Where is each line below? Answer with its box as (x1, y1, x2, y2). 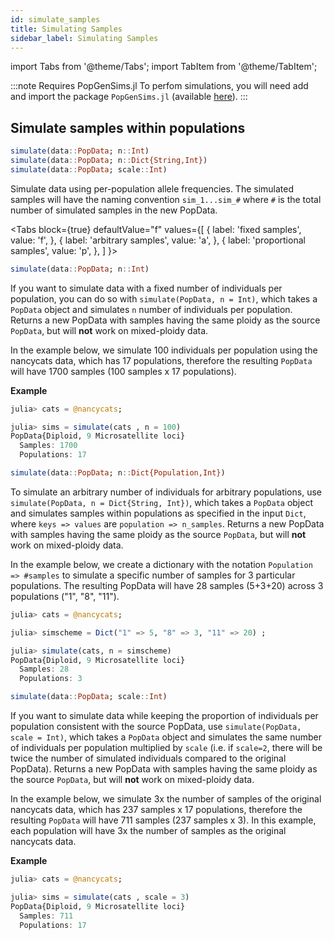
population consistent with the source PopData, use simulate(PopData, (10, 721, 302, 733)
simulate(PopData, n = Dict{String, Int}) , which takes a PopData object (10, 496, 314, 508)
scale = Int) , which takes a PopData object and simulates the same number (10, 731, 323, 743)
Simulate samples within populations (10, 119, 246, 136)
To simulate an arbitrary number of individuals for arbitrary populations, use (10, 486, 322, 498)
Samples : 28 (19, 664, 70, 675)
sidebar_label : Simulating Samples (10, 33, 159, 43)
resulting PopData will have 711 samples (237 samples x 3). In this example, (10, 814, 317, 826)
